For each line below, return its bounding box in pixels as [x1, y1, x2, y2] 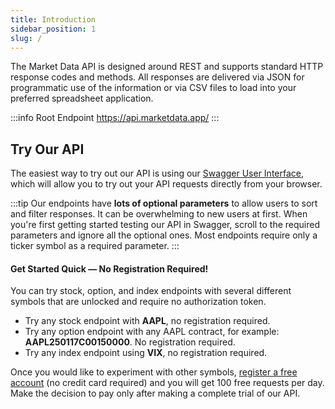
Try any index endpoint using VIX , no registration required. [24, 347, 268, 359]
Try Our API [10, 141, 85, 158]
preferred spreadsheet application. [10, 92, 154, 105]
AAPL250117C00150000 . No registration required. [24, 336, 236, 348]
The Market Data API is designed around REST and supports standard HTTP [10, 61, 324, 73]
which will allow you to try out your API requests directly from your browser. [10, 178, 323, 190]
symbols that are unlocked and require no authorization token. [10, 296, 267, 308]
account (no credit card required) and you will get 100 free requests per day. [10, 377, 325, 389]
